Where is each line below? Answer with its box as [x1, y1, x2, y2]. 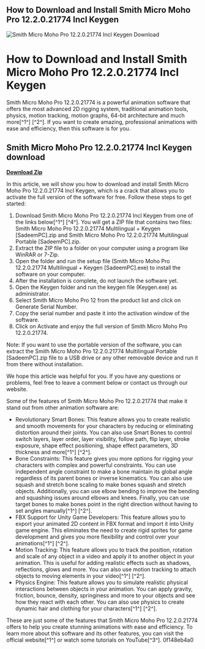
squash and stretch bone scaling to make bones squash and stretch [15, 481, 187, 488]
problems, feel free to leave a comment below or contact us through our [6, 378, 188, 386]
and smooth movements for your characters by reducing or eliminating [15, 422, 194, 429]
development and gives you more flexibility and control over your [15, 533, 179, 540]
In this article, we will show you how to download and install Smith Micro [6, 180, 188, 188]
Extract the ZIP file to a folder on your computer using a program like [15, 244, 188, 252]
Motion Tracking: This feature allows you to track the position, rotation [15, 546, 193, 553]
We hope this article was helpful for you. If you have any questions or [6, 372, 181, 380]
